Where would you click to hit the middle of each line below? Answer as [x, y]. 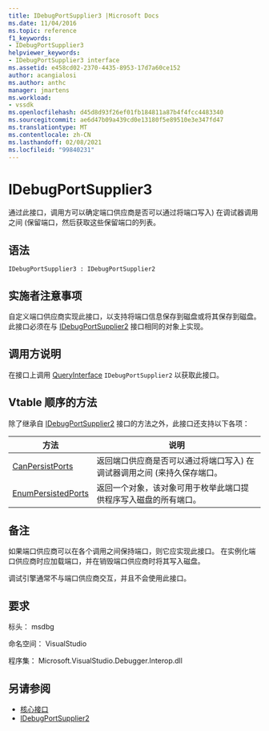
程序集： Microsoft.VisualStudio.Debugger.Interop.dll [95, 661]
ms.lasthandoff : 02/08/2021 [55, 142]
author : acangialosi [43, 75]
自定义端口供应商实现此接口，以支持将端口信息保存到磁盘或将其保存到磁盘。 [134, 316]
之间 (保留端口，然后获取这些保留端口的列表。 [84, 223]
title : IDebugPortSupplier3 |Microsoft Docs [84, 16]
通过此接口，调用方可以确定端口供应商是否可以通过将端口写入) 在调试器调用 [133, 212]
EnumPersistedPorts [51, 493]
